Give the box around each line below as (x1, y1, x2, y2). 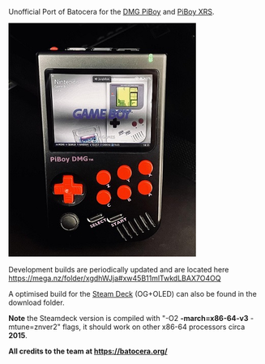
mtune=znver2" (8, 322, 61, 332)
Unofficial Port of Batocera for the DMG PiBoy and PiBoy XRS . (8, 7, 215, 16)
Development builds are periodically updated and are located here (8, 265, 229, 274)
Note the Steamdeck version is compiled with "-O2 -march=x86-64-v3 (8, 314, 249, 323)
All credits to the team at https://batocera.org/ (8, 346, 168, 356)
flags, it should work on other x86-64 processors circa (62, 322, 246, 332)
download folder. (8, 298, 65, 307)
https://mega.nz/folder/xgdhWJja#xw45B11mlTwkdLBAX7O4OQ (8, 273, 221, 283)
